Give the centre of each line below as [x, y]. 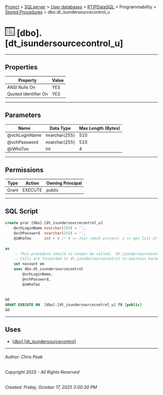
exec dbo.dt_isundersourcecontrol [49, 269]
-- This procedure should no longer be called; [63, 254]
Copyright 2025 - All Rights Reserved [42, 372]
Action [32, 183]
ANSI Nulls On [21, 87]
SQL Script [22, 211]
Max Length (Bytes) [100, 128]
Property [27, 80]
